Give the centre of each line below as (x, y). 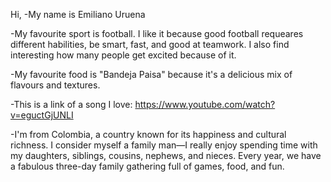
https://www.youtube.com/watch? (205, 104)
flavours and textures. (55, 85)
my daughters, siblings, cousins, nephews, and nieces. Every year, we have (166, 155)
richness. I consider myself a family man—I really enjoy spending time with (164, 145)
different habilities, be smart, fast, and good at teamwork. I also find (150, 44)
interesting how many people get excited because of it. (123, 55)
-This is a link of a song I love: (71, 104)
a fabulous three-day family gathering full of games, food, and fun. (147, 166)
